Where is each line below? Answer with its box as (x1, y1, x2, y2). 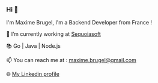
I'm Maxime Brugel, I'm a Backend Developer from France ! (6, 19, 152, 26)
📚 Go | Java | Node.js (6, 42, 61, 50)
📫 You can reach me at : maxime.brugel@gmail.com (6, 57, 136, 64)
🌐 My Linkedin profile (6, 70, 60, 78)
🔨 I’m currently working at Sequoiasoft (6, 30, 101, 38)
